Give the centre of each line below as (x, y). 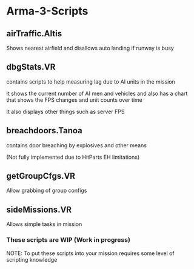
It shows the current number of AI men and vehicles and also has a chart (97, 93)
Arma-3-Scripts (47, 11)
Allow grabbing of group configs (47, 191)
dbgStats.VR (31, 67)
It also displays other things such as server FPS (65, 111)
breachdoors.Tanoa (45, 131)
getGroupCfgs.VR (41, 176)
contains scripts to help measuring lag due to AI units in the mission (91, 81)
